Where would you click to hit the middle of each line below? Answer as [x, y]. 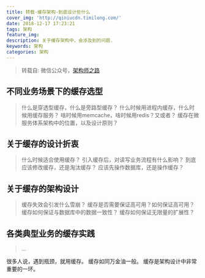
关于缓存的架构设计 [43, 189]
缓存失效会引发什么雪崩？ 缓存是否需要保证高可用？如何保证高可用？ [108, 205]
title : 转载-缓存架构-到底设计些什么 [48, 12]
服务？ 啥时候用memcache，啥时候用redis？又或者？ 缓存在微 [121, 115]
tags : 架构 [19, 29]
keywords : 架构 [25, 47]
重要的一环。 [22, 269]
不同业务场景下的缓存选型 [54, 92]
